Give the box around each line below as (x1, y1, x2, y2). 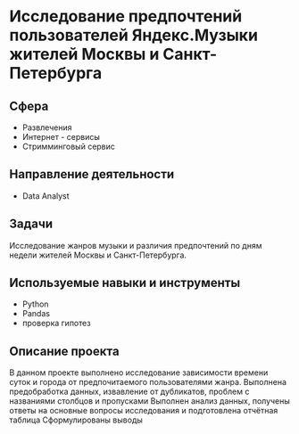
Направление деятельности (9, 167, 175, 182)
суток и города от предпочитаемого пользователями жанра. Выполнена (9, 377, 287, 388)
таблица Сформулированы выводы (9, 414, 143, 425)
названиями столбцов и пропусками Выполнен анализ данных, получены (9, 396, 290, 406)
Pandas (21, 308, 51, 319)
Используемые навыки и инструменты (9, 275, 241, 291)
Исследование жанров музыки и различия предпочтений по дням (9, 240, 262, 250)
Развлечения (21, 122, 73, 133)
